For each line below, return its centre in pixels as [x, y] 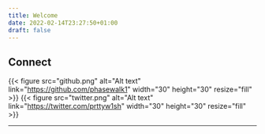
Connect [30, 62]
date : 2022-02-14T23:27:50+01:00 [63, 23]
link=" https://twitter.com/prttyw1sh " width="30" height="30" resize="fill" [127, 106]
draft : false [30, 30]
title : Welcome [33, 15]
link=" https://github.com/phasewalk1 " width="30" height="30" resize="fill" [130, 89]
